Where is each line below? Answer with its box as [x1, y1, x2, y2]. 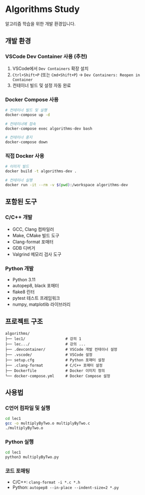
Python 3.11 [12, 276, 36, 282]
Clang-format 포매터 [12, 239, 54, 245]
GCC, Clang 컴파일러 [12, 226, 54, 232]
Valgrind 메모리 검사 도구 [12, 251, 62, 257]
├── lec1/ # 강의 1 [5, 336, 81, 341]
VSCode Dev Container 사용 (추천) [5, 53, 88, 60]
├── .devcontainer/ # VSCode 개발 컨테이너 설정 [5, 347, 118, 352]
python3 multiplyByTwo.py [5, 454, 59, 460]
